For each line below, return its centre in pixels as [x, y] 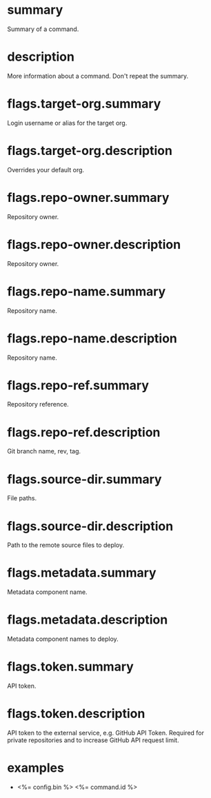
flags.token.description [76, 714]
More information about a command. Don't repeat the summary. [98, 76]
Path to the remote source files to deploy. [66, 545]
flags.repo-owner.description [94, 244]
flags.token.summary [71, 667]
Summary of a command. [43, 29]
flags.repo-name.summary [87, 291]
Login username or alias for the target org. [67, 123]
